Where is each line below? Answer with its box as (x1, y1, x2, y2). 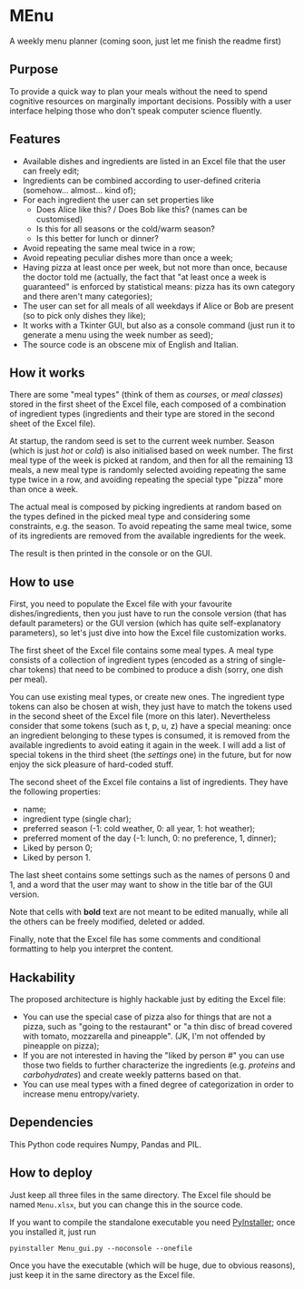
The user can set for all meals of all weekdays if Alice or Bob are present (22, 300, 294, 311)
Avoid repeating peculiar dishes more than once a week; (22, 251, 233, 263)
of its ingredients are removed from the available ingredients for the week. (9, 530, 287, 541)
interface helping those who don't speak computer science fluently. (9, 105, 263, 116)
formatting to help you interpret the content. (9, 943, 174, 954)
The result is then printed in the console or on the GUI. (9, 548, 213, 559)
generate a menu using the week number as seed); (22, 329, 213, 340)
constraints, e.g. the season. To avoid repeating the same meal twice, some (9, 521, 292, 532)
